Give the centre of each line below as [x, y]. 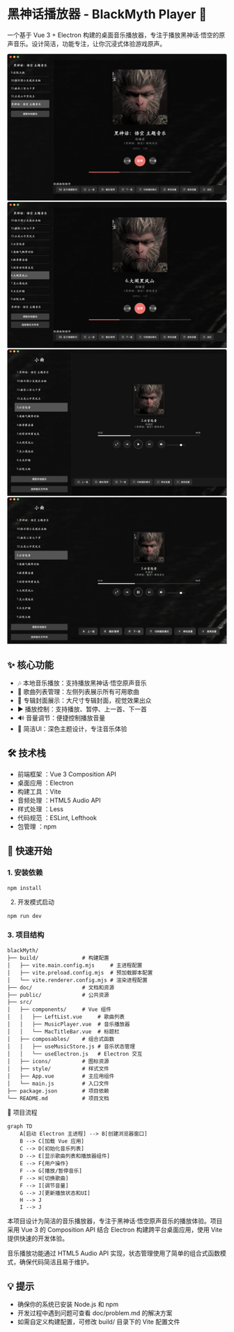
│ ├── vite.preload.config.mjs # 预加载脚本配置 [80, 973]
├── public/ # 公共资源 [58, 996]
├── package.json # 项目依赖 [58, 1091]
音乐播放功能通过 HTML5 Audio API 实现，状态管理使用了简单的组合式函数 [114, 1253]
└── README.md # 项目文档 [58, 1099]
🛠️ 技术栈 [27, 753]
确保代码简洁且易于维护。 [56, 1262]
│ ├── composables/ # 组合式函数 [61, 1039]
